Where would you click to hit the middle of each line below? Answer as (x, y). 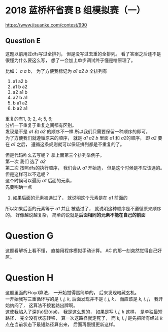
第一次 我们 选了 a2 (25, 161)
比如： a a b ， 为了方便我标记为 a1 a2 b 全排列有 (56, 71)
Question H (29, 278)
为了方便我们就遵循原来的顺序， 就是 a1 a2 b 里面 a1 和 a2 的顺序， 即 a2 (81, 137)
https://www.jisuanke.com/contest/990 (46, 25)
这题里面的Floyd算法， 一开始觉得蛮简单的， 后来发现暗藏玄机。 (72, 292)
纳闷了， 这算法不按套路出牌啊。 (43, 305)
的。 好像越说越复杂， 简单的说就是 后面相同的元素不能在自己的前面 (75, 215)
